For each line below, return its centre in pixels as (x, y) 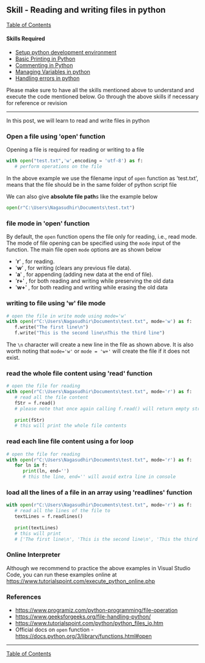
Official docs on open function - (54, 630)
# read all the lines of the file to (63, 511)
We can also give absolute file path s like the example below (82, 197)
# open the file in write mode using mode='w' (67, 316)
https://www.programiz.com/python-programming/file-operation (96, 610)
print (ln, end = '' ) (46, 471)
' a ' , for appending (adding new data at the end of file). (84, 275)
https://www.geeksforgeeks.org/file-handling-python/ (83, 617)
